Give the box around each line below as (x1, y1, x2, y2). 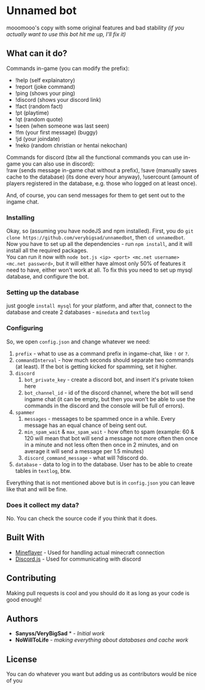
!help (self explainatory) (15, 76, 75, 83)
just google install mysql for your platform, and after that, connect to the (6, 302, 192, 310)
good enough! (6, 596, 42, 603)
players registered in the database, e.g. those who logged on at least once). (6, 179, 197, 187)
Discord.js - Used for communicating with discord (15, 555, 141, 562)
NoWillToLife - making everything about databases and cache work (15, 636, 188, 644)
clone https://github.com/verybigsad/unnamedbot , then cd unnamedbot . (6, 234, 185, 241)
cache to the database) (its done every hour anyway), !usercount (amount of (6, 173, 199, 180)
